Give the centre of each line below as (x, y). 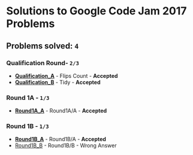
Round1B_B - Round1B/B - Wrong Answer (66, 145)
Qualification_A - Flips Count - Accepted (66, 75)
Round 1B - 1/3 (28, 126)
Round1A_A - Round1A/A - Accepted (61, 111)
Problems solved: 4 (43, 46)
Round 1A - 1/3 (28, 98)
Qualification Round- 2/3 (43, 63)
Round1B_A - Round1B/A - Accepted (61, 139)
